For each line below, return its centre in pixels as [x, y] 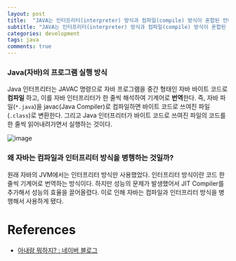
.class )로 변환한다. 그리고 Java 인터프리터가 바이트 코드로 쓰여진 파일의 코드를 [118, 115]
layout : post [26, 14]
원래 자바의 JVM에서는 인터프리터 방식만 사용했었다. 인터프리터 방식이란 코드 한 [116, 174]
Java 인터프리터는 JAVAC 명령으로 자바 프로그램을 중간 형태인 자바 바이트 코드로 [118, 89]
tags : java [23, 40]
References [41, 230]
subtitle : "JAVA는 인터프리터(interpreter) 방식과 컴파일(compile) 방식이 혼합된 [117, 27]
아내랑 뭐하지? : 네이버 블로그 [58, 250]
